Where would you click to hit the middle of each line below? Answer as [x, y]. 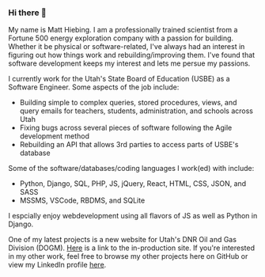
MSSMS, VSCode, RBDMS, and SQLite [82, 200]
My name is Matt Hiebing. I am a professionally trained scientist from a [123, 30]
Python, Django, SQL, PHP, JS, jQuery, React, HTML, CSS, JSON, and [133, 184]
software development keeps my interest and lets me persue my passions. [129, 63]
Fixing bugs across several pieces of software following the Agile [126, 128]
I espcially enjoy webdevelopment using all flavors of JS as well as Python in [133, 216]
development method [54, 136]
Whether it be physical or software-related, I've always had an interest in [127, 47]
